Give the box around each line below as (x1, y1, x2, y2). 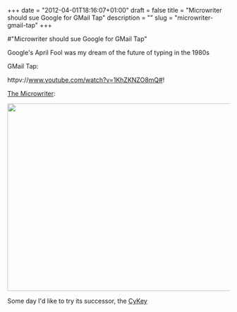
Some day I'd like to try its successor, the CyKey (7, 296, 148, 305)
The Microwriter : (7, 90, 56, 97)
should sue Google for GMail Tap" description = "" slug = (7, 13, 174, 22)
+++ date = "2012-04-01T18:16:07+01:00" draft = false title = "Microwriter (7, 6, 222, 14)
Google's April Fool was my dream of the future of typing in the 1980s (7, 49, 210, 56)
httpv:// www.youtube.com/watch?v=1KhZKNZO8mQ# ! (7, 76, 165, 84)
